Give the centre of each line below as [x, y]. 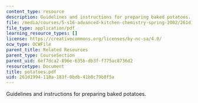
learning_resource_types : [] [42, 34]
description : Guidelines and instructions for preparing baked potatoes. [99, 17]
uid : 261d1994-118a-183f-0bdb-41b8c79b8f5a [60, 77]
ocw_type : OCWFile [29, 45]
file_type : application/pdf [41, 28]
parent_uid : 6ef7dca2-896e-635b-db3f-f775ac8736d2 [70, 61]
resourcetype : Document [35, 66]
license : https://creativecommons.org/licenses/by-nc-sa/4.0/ [84, 39]
